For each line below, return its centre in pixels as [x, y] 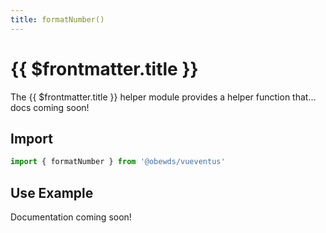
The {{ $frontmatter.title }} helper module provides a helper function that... [163, 97]
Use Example [52, 192]
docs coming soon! [50, 107]
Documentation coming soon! [71, 217]
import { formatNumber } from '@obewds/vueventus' [118, 162]
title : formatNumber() [57, 19]
